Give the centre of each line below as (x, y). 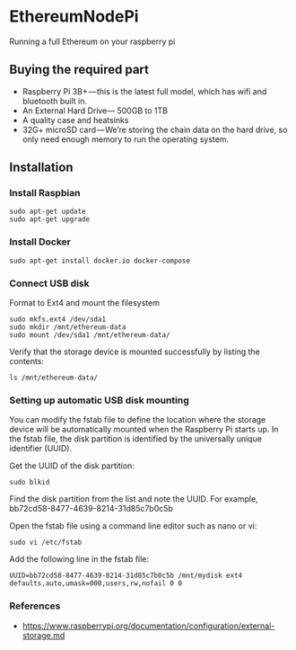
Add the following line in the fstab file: (79, 559)
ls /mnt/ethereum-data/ (54, 378)
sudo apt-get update (48, 212)
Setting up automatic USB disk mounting (100, 400)
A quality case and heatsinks (75, 120)
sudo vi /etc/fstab (46, 543)
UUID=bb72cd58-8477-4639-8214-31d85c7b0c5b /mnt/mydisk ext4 (126, 576)
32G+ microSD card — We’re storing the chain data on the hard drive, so (155, 129)
